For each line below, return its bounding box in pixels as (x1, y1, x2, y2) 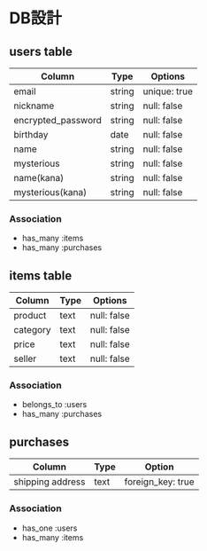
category (13, 324, 51, 336)
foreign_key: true (124, 476, 195, 488)
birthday (13, 129, 49, 140)
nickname (13, 99, 55, 112)
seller (13, 352, 37, 365)
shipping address (13, 476, 86, 488)
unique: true (142, 85, 193, 98)
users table (9, 43, 73, 59)
